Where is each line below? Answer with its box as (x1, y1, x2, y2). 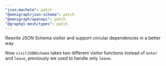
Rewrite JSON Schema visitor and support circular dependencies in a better (5, 35, 161, 41)
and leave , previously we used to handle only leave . (5, 55, 112, 61)
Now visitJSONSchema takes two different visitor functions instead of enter (5, 50, 158, 56)
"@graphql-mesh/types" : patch (5, 21, 68, 26)
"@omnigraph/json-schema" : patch (5, 12, 75, 17)
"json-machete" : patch (5, 7, 52, 12)
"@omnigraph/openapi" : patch (5, 16, 66, 21)
